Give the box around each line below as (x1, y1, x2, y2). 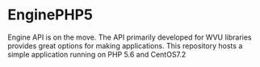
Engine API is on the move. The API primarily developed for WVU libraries (7, 32, 252, 42)
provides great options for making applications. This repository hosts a (7, 40, 243, 50)
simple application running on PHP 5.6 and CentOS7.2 (7, 49, 187, 59)
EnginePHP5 (7, 6, 94, 24)
